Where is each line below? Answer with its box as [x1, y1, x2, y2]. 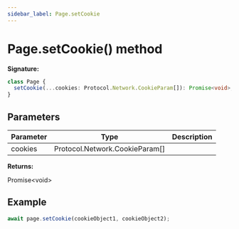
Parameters [7, 111, 60, 123]
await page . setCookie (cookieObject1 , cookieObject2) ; [7, 215, 171, 222]
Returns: [7, 162, 34, 170]
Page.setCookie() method [7, 40, 163, 57]
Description [171, 132, 213, 142]
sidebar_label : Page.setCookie [7, 10, 100, 18]
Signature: [7, 65, 39, 73]
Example [7, 196, 47, 208]
